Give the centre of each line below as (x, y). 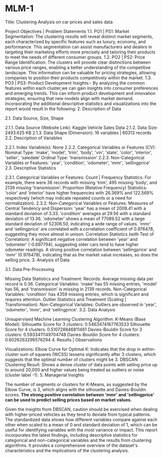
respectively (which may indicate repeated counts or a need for (69, 198)
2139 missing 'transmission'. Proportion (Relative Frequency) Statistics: (76, 187)
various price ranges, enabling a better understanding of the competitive (78, 67)
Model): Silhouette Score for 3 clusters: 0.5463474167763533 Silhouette (78, 324)
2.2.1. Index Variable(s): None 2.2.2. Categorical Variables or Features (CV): (81, 147)
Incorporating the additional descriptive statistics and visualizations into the (81, 103)
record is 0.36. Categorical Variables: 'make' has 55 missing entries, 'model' (81, 284)
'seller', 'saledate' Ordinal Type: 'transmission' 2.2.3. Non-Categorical (75, 157)
